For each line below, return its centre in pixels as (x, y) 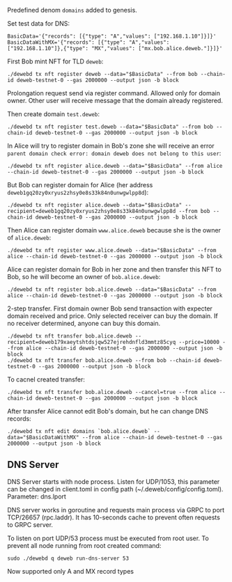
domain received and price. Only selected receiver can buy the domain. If (113, 316)
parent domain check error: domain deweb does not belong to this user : (114, 153)
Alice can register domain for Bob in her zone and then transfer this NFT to (114, 269)
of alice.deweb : (29, 237)
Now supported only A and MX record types (71, 571)
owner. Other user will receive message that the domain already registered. (115, 101)
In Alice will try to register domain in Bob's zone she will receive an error (111, 146)
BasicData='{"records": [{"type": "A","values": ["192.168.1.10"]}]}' (112, 36)
